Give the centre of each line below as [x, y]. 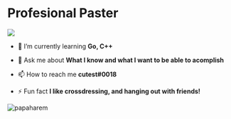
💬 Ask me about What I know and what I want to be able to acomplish [121, 60]
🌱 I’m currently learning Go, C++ [65, 46]
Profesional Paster [63, 13]
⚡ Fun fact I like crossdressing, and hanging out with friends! [109, 91]
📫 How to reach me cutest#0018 [67, 74]
